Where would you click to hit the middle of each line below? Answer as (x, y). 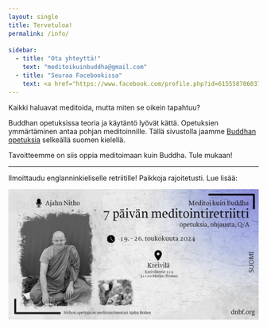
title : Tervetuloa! (41, 25)
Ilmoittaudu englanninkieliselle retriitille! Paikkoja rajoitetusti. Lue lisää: (123, 178)
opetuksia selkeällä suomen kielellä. (67, 140)
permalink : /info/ (39, 33)
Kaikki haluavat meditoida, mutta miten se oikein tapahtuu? (104, 107)
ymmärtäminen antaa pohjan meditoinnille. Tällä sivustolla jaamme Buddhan (132, 131)
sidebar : (23, 50)
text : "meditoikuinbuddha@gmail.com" (85, 68)
